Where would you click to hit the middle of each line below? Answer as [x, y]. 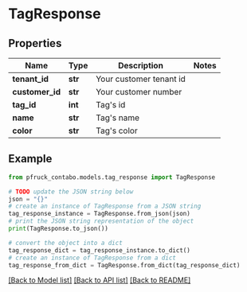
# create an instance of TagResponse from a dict [92, 258]
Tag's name [118, 118]
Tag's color [116, 130]
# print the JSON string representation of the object [101, 221]
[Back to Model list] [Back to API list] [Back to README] [100, 280]
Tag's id [110, 105]
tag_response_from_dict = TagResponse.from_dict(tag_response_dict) [124, 265]
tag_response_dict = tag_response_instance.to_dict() [100, 250]
